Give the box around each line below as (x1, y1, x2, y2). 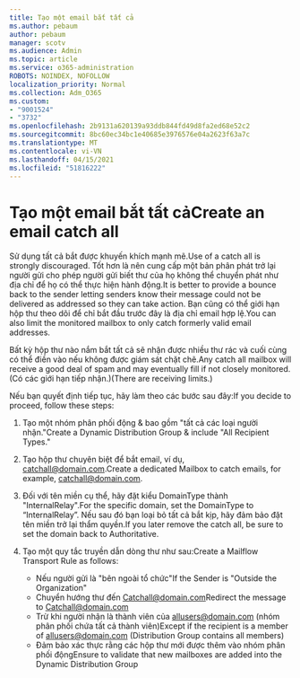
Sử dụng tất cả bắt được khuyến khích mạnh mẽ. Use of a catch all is (9, 251, 261, 261)
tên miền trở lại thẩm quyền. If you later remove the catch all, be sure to (21, 519, 284, 530)
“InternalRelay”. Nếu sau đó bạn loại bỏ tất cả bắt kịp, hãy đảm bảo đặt (21, 509, 284, 521)
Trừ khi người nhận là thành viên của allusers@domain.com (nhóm (35, 612, 280, 622)
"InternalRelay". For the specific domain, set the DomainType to (21, 500, 254, 511)
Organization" (35, 583, 88, 594)
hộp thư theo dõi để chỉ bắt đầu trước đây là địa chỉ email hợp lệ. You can (9, 308, 277, 319)
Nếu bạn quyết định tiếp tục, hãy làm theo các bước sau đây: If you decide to (9, 391, 292, 401)
